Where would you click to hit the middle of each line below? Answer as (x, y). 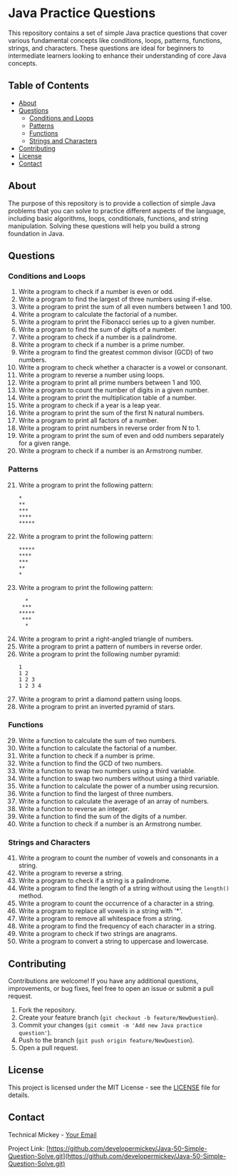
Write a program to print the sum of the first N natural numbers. (112, 413)
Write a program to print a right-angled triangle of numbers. (106, 639)
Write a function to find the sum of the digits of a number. (103, 816)
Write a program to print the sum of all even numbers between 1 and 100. (125, 307)
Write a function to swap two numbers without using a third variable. (119, 778)
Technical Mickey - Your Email (52, 1134)
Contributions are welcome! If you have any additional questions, (103, 981)
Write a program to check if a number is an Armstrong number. (110, 451)
